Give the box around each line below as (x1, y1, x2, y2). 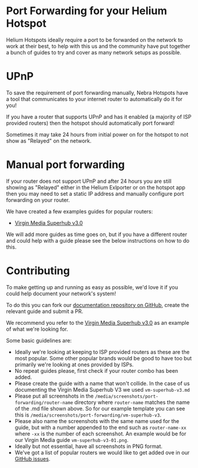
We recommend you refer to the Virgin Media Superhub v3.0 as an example (6, 319, 190, 326)
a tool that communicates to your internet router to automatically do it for (6, 95, 183, 102)
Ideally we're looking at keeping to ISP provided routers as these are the (14, 348, 190, 356)
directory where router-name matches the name (74, 398, 190, 406)
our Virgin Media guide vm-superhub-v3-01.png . (14, 436, 128, 443)
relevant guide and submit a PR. (6, 308, 84, 315)
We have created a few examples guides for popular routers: (6, 208, 153, 215)
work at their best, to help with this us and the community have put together (6, 43, 190, 50)
